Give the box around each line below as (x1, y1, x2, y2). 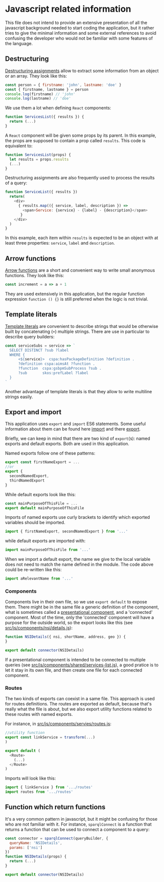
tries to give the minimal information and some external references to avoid (5, 30, 157, 36)
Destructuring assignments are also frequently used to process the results (5, 175, 155, 181)
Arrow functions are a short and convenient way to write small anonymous (5, 267, 155, 273)
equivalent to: (5, 143, 33, 149)
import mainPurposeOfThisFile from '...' (5, 548, 91, 553)
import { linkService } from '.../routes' (5, 785, 93, 790)
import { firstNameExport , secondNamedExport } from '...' (5, 529, 128, 534)
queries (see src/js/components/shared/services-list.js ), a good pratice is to (5, 662, 159, 668)
